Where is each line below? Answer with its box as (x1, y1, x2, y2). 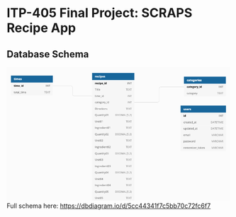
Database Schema (6, 48, 89, 60)
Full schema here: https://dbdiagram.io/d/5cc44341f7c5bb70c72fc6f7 (6, 201, 211, 210)
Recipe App (6, 20, 76, 36)
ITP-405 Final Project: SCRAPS (6, 5, 193, 21)
